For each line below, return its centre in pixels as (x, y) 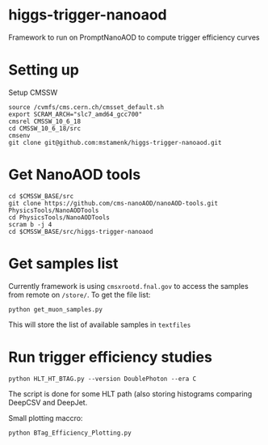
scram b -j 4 (30, 224)
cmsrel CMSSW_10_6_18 (45, 121)
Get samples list (63, 264)
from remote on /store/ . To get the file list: (80, 295)
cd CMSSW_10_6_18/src (45, 128)
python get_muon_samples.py (56, 309)
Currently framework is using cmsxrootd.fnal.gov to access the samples (128, 286)
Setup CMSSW (33, 92)
